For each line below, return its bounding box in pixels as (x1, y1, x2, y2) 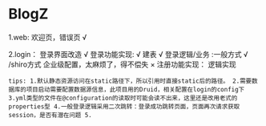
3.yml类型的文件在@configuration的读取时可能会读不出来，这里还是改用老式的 (8, 94, 238, 102)
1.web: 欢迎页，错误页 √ (8, 32, 87, 42)
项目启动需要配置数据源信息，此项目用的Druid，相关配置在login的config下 (26, 85, 245, 93)
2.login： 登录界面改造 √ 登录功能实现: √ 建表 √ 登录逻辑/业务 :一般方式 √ (8, 49, 248, 59)
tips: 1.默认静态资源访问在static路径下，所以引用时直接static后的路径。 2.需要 (8, 77, 252, 85)
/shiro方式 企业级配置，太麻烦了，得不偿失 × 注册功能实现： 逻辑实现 (8, 59, 236, 69)
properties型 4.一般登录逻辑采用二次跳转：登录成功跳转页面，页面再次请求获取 (8, 102, 240, 111)
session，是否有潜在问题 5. (8, 111, 92, 119)
